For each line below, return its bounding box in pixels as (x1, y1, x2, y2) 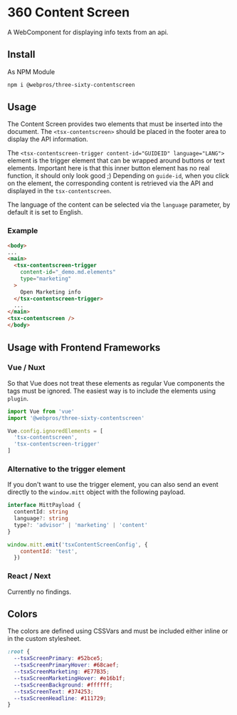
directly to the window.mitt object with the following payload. (7, 488, 186, 496)
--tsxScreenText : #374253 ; (14, 688, 94, 695)
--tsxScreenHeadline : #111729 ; (14, 694, 107, 702)
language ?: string (14, 515, 69, 523)
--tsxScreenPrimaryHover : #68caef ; (14, 662, 120, 669)
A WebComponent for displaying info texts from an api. (7, 28, 169, 36)
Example (7, 226, 38, 236)
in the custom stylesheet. (7, 634, 82, 643)
